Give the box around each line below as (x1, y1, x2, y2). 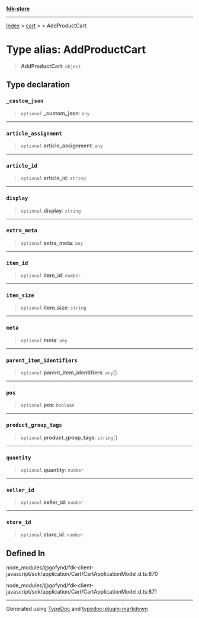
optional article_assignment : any (20, 142, 103, 149)
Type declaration (6, 80, 70, 90)
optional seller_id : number (20, 499, 84, 506)
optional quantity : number (20, 466, 84, 473)
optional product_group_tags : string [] (20, 434, 117, 441)
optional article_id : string (20, 175, 86, 182)
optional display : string (20, 207, 81, 214)
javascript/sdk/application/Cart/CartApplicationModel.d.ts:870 (6, 570, 158, 578)
